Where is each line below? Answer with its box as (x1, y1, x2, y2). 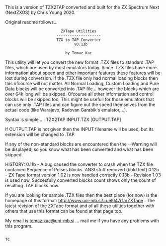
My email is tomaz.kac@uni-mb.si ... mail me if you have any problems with (5, 218, 159, 224)
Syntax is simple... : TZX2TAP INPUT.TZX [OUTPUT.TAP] (5, 117, 121, 123)
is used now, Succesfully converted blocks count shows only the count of (5, 177, 156, 183)
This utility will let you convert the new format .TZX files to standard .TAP (5, 59, 154, 65)
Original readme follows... (5, 19, 58, 25)
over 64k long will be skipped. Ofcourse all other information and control (5, 91, 154, 97)
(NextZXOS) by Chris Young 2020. (5, 9, 76, 15)
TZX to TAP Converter (56, 37, 101, 42)
